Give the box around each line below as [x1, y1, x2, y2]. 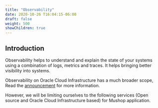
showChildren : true [5, 26, 46, 31]
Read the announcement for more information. [5, 82, 100, 88]
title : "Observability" [5, 7, 55, 12]
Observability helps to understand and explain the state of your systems [5, 57, 153, 63]
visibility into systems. [5, 67, 51, 73]
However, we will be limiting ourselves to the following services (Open [5, 92, 149, 98]
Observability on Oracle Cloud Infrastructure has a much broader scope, [5, 77, 154, 83]
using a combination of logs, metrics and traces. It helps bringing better [5, 62, 152, 68]
